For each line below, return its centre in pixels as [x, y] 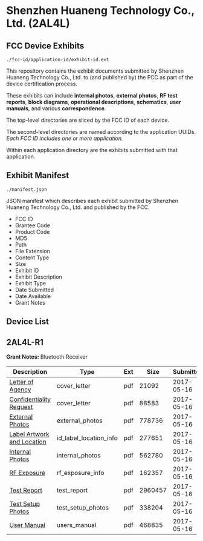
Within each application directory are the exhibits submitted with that [92, 150]
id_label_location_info [87, 438]
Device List [28, 322]
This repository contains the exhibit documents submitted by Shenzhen [95, 71]
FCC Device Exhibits [45, 46]
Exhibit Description [38, 277]
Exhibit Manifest [38, 175]
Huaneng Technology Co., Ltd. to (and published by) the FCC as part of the [100, 77]
